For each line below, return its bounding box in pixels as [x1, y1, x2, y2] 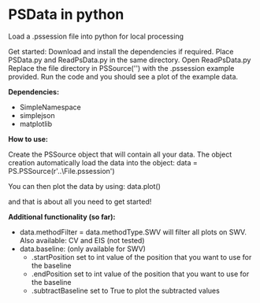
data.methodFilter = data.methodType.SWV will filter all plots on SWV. [19, 227, 247, 237]
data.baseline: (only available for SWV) [19, 244, 146, 253]
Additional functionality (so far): [8, 212, 116, 221]
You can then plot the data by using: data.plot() [8, 181, 162, 190]
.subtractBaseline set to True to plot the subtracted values [31, 286, 221, 295]
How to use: [8, 134, 49, 143]
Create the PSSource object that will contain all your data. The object [8, 150, 232, 159]
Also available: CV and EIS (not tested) [19, 235, 145, 245]
